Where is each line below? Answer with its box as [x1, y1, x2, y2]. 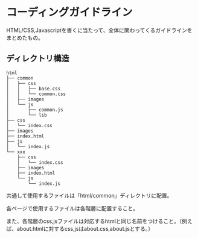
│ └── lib [6, 112, 47, 118]
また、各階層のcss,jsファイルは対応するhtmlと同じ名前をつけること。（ [6, 218, 182, 225]
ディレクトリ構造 [6, 54, 69, 64]
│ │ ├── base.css [6, 86, 61, 92]
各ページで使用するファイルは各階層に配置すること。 [6, 204, 139, 211]
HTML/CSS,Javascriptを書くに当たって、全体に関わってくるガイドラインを [6, 27, 193, 34]
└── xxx [6, 149, 26, 155]
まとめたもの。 [6, 34, 43, 41]
